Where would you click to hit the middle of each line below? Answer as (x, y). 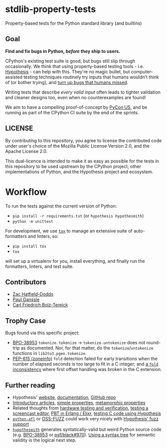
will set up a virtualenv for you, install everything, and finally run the (75, 261)
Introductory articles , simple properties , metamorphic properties (79, 402)
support (21, 424)
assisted (14, 77)
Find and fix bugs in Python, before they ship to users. (63, 51)
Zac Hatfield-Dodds (33, 294)
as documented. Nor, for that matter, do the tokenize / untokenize (87, 348)
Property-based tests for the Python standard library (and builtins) (73, 23)
